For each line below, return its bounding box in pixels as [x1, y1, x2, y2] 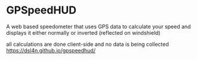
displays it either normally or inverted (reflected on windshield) [6, 29, 161, 36]
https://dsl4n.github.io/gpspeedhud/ [6, 46, 96, 54]
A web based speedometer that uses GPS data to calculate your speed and [6, 23, 191, 30]
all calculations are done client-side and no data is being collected [6, 41, 169, 48]
